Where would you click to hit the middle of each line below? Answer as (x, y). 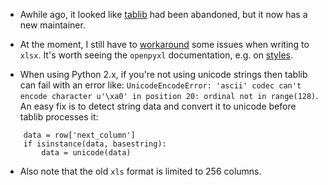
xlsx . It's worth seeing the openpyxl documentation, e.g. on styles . (156, 55)
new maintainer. (52, 25)
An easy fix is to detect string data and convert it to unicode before (158, 106)
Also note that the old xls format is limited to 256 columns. (140, 171)
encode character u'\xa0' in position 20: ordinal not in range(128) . (169, 95)
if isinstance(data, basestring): (95, 144)
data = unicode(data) (86, 153)
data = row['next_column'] (79, 135)
